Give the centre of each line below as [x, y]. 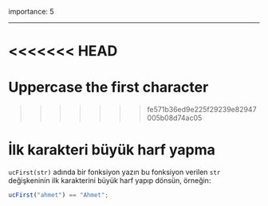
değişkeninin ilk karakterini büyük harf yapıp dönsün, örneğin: [110, 181]
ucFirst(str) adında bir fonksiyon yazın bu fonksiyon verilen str [114, 172]
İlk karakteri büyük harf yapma [112, 150]
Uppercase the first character [108, 87]
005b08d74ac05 [175, 118]
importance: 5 [31, 12]
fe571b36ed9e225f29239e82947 [202, 110]
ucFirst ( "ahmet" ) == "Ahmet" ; [59, 195]
